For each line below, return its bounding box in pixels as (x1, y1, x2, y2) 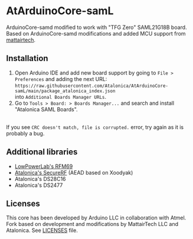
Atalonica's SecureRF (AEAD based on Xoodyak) (14, 169, 133, 176)
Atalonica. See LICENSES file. (6, 227, 78, 234)
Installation (6, 53, 48, 63)
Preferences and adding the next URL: (14, 75, 107, 82)
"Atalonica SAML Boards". (14, 105, 78, 113)
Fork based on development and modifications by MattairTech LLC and (6, 221, 179, 228)
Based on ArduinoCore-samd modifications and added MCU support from (6, 30, 186, 37)
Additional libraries (6, 147, 78, 157)
